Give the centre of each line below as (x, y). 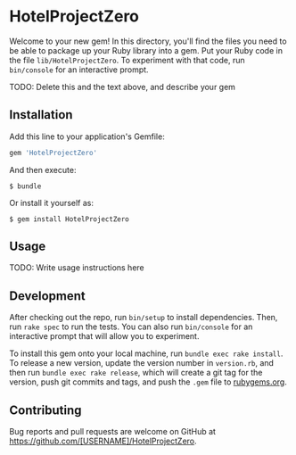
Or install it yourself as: (51, 203)
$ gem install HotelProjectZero (69, 219)
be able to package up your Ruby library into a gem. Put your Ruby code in (146, 50)
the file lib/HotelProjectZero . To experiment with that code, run (127, 60)
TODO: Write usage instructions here (77, 268)
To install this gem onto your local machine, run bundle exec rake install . (146, 353)
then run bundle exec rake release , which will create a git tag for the (136, 373)
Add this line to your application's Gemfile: (87, 136)
